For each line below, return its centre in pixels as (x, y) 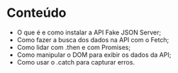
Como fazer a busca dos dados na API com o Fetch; (93, 39)
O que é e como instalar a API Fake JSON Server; (89, 32)
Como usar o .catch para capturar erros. (76, 62)
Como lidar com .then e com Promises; (74, 47)
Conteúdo (37, 13)
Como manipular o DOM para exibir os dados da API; (94, 55)
